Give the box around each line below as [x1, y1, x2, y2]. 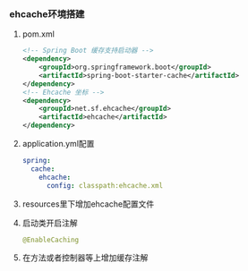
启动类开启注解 [21, 217, 78, 228]
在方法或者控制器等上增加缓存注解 [21, 252, 149, 263]
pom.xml [21, 29, 56, 39]
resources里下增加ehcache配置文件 [21, 199, 155, 209]
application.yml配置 [21, 139, 95, 149]
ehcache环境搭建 [9, 7, 85, 20]
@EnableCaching [21, 235, 80, 244]
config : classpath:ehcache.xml [46, 181, 164, 190]
